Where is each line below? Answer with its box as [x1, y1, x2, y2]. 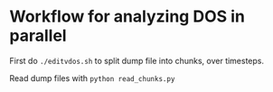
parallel [9, 25, 67, 46]
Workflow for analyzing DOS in [9, 6, 246, 27]
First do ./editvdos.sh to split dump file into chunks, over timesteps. [9, 55, 265, 66]
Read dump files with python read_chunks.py [9, 72, 175, 83]
